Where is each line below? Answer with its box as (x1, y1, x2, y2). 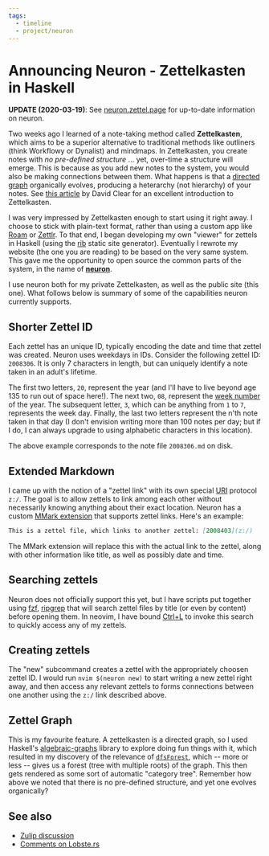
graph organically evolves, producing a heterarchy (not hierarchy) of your (8, 180, 251, 190)
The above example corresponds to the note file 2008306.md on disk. (8, 441, 234, 451)
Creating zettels (8, 644, 91, 657)
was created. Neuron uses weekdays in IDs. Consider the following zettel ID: (8, 350, 261, 360)
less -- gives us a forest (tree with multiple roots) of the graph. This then (8, 760, 247, 770)
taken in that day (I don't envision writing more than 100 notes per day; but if (8, 417, 261, 427)
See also (8, 809, 52, 823)
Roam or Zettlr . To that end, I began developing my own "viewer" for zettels (8, 230, 258, 240)
